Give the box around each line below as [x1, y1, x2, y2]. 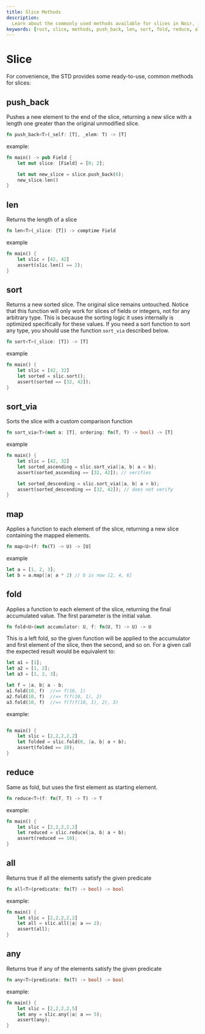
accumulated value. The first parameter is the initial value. [6, 612, 153, 619]
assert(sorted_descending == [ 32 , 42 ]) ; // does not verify [17, 486, 173, 492]
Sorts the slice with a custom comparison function [6, 418, 133, 425]
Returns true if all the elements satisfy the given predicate [6, 874, 152, 881]
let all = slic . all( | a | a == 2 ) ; [17, 920, 103, 927]
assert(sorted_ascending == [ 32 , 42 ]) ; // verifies [17, 469, 151, 475]
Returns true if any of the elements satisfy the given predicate [6, 965, 162, 972]
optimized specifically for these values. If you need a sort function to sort [6, 320, 190, 328]
